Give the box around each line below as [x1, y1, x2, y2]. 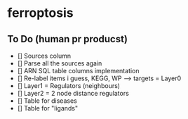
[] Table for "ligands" [17, 104, 79, 112]
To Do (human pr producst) [7, 33, 128, 45]
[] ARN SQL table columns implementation [17, 67, 140, 75]
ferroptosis [7, 5, 74, 21]
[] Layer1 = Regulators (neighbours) [17, 82, 121, 89]
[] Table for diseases [17, 96, 77, 105]
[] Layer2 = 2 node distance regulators [17, 89, 130, 97]
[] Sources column [17, 51, 72, 60]
